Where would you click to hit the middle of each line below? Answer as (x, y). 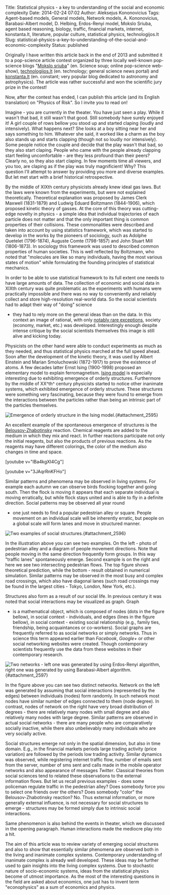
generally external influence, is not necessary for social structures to (77, 803)
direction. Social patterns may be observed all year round (65, 503)
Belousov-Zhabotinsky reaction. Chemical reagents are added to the (76, 430)
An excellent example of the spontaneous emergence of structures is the (81, 425)
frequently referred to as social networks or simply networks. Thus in (84, 633)
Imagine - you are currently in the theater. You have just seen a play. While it (85, 112)
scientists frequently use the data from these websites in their (77, 649)
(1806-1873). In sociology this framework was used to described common (82, 246)
